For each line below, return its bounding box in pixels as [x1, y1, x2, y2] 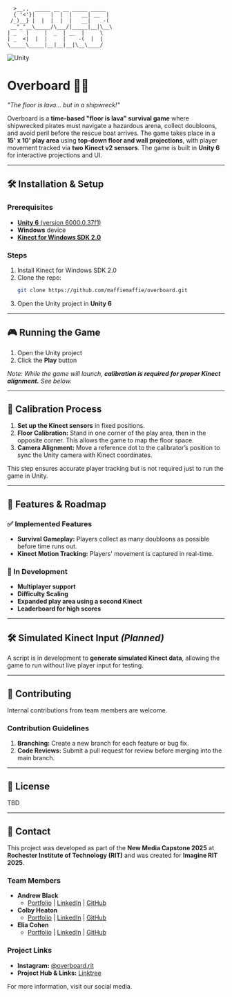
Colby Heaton [17, 906, 58, 915]
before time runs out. [17, 542, 77, 550]
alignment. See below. [7, 377, 72, 385]
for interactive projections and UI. [7, 151, 102, 159]
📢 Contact [7, 825, 51, 837]
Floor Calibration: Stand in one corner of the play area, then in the [17, 429, 206, 438]
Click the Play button [17, 356, 77, 364]
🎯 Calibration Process [7, 404, 102, 415]
